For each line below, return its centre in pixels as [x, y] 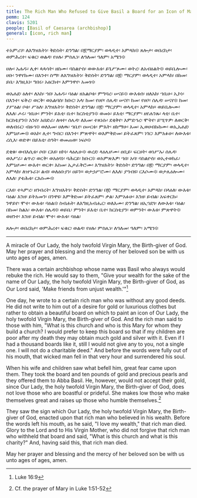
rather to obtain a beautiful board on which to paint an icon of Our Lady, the [97, 313]
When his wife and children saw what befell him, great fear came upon [91, 367]
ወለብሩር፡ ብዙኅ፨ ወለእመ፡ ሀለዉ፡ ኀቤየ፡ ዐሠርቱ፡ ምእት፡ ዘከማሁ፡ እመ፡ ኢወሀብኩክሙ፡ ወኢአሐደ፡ [98, 126]
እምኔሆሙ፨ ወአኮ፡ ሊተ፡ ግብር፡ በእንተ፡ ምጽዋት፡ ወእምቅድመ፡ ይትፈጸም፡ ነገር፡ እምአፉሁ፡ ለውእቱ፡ [98, 133]
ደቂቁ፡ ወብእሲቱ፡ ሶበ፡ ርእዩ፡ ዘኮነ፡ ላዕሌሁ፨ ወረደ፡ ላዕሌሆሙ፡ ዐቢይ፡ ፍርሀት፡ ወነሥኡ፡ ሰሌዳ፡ [91, 152]
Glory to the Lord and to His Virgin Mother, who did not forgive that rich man [98, 430]
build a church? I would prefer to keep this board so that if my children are [95, 331]
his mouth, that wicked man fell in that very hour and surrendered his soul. [96, 356]
